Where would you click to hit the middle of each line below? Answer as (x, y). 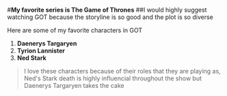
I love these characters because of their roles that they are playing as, (122, 71)
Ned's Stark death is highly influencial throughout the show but (112, 78)
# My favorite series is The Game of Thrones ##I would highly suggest (107, 10)
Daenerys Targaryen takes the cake (74, 85)
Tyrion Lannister (41, 51)
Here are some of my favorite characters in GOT (75, 30)
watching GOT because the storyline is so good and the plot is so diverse (110, 17)
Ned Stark (31, 58)
